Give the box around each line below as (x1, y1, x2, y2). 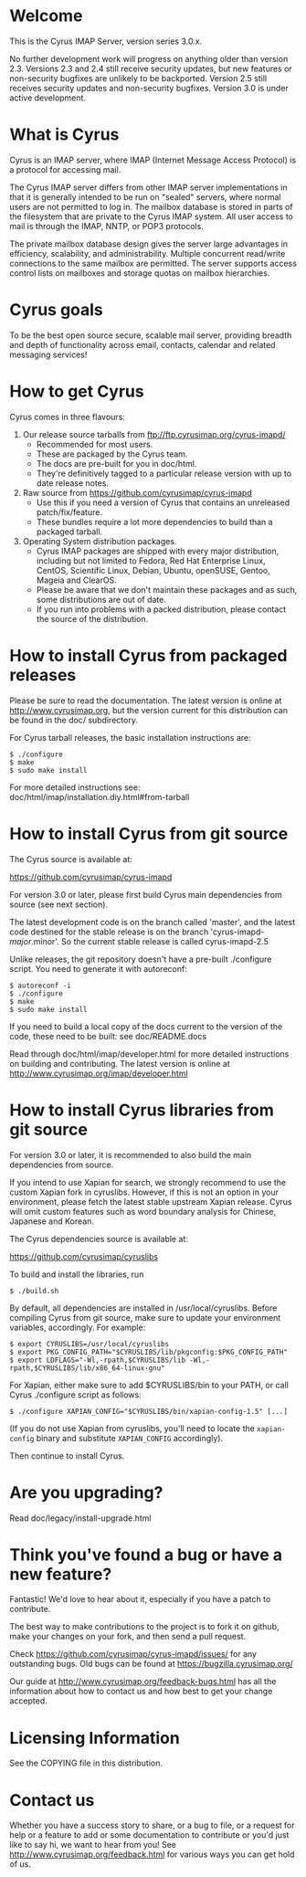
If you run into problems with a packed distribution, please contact (36, 604, 287, 615)
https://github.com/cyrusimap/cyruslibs (9, 1250, 158, 1261)
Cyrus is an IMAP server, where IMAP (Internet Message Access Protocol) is (9, 154, 297, 165)
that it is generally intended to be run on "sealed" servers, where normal (9, 191, 281, 202)
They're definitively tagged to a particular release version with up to (36, 468, 292, 479)
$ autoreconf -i (9, 981, 71, 990)
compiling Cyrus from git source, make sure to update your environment (9, 1312, 281, 1323)
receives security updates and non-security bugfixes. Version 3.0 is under (9, 82, 290, 93)
